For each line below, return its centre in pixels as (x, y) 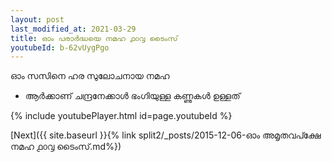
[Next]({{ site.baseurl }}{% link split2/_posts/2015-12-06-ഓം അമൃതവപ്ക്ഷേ (166, 135)
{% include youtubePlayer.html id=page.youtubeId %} (121, 116)
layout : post (37, 19)
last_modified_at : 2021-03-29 (73, 29)
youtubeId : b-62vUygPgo (60, 47)
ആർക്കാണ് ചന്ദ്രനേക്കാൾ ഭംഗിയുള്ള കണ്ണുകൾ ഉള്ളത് (132, 96)
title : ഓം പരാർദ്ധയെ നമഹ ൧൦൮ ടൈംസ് (94, 38)
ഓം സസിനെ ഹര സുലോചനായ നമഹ (90, 76)
